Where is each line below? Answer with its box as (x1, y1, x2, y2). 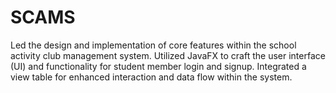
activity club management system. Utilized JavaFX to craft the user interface (10, 49, 326, 61)
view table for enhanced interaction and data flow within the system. (10, 71, 293, 83)
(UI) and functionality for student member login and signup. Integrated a (10, 60, 307, 72)
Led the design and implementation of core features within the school (10, 39, 297, 51)
